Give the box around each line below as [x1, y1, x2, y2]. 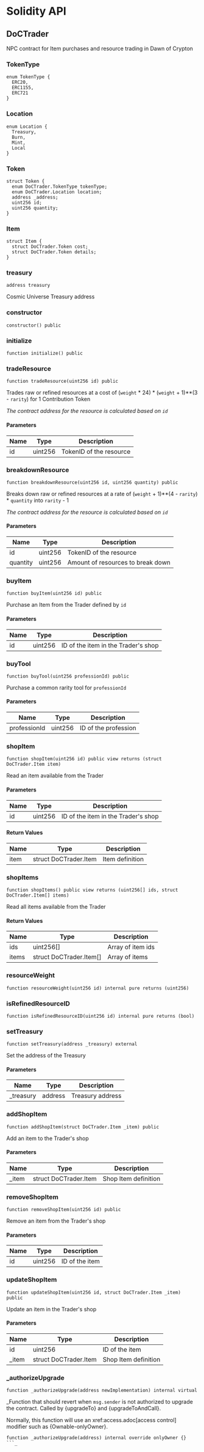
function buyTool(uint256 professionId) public [6, 673, 130, 680]
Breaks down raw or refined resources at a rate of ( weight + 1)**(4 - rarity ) [6, 490, 198, 497]
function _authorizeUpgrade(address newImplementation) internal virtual [6, 1387, 198, 1394]
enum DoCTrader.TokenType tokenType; [12, 183, 108, 190]
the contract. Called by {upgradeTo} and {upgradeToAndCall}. [6, 1405, 161, 1412]
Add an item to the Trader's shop [6, 1135, 90, 1142]
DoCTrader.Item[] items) [6, 892, 69, 898]
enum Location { [6, 124, 47, 130]
